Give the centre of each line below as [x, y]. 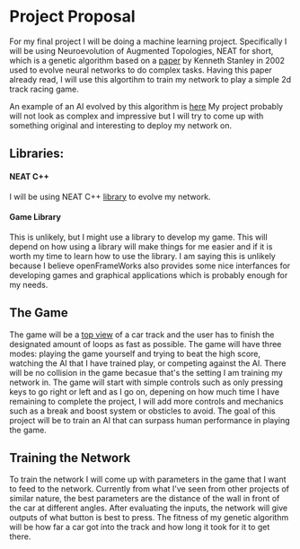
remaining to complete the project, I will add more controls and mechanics [146, 401]
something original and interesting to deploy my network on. [121, 125]
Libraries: [37, 154]
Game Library [35, 217]
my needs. [29, 284]
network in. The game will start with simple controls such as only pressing [146, 382]
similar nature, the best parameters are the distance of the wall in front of [145, 499]
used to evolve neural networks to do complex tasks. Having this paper [141, 70]
